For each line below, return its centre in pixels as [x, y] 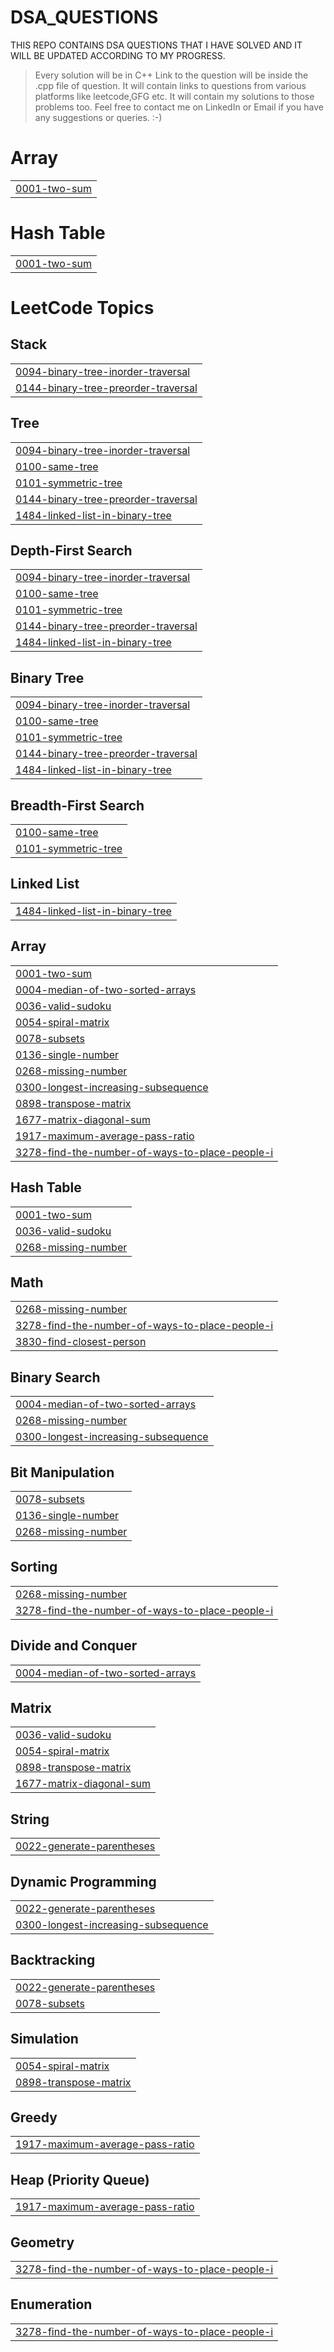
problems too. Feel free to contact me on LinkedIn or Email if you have [179, 107]
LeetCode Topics [82, 308]
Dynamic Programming [83, 1881]
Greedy [34, 2117]
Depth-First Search [71, 551]
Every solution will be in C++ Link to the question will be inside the [171, 75]
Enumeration [51, 2304]
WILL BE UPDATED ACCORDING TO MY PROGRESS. [118, 55]
